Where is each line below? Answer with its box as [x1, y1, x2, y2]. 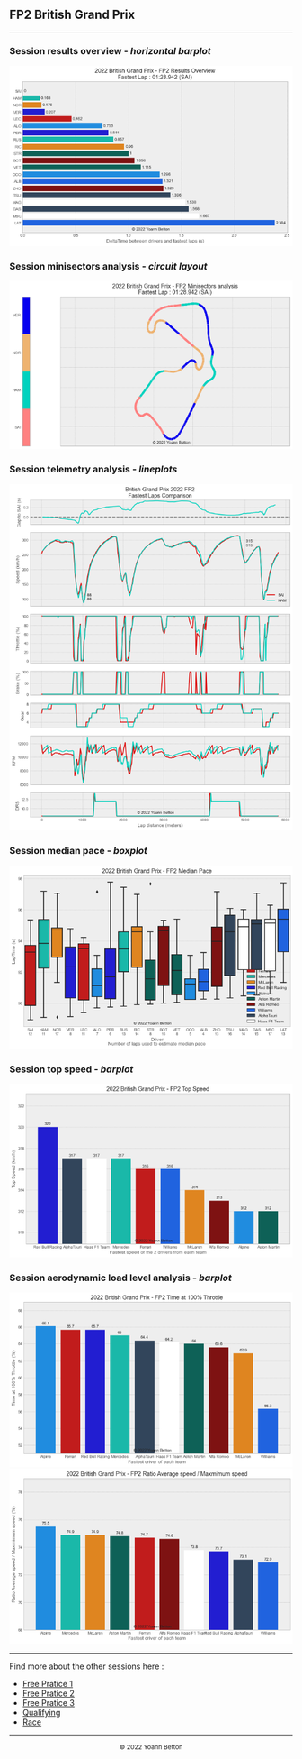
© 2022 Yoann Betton [119, 1743, 183, 1752]
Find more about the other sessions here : [9, 1661, 164, 1672]
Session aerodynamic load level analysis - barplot [9, 1271, 232, 1284]
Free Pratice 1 [22, 1679, 74, 1690]
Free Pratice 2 [22, 1688, 75, 1699]
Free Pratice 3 [22, 1698, 75, 1709]
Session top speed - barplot [9, 1063, 134, 1076]
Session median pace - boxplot [9, 845, 148, 857]
